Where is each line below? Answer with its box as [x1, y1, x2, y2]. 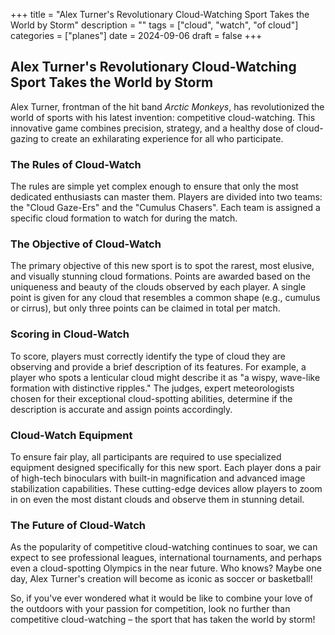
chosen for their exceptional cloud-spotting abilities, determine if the [10, 392, 293, 404]
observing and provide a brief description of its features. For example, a [10, 360, 307, 373]
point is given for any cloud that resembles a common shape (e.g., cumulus [10, 292, 321, 304]
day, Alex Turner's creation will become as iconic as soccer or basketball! [10, 573, 313, 585]
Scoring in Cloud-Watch [10, 327, 130, 341]
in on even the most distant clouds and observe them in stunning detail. [10, 494, 305, 505]
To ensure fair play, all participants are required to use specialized [10, 451, 282, 463]
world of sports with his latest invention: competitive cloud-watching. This [10, 111, 316, 123]
